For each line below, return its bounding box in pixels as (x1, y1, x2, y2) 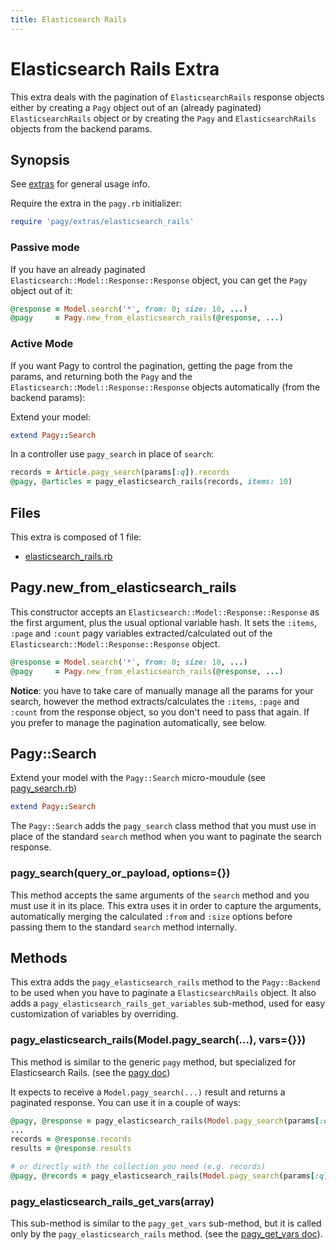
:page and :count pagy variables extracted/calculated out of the (10, 627, 273, 639)
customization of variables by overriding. (10, 1008, 179, 1020)
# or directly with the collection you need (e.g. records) (10, 1162, 267, 1172)
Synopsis (10, 151, 70, 168)
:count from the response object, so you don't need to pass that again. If (10, 706, 310, 718)
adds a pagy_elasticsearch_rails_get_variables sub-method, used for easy (10, 997, 326, 1010)
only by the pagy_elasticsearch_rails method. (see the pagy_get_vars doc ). (10, 1228, 323, 1240)
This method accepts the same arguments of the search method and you (10, 889, 310, 901)
